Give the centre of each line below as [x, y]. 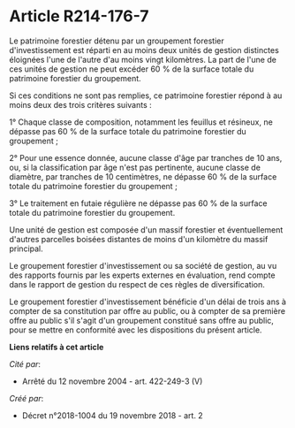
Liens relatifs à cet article [57, 347]
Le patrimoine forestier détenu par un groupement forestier [117, 41]
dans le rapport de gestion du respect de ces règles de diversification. [137, 284]
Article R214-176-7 [79, 16]
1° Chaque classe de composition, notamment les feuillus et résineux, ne [141, 122]
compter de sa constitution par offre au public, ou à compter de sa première [147, 310]
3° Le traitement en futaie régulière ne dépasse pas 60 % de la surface [138, 203]
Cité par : [25, 363]
